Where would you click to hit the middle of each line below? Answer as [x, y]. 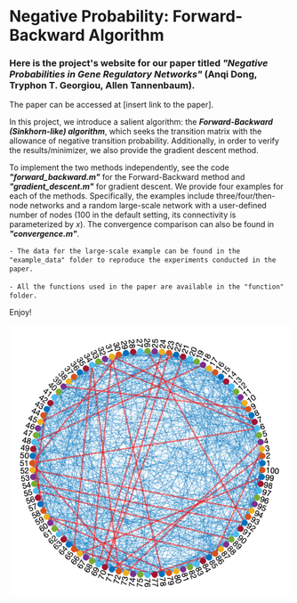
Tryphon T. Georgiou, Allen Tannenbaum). [102, 86]
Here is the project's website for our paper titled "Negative [139, 63]
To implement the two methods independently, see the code [119, 167]
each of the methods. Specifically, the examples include [112, 196]
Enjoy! [21, 313]
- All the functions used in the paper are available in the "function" [147, 287]
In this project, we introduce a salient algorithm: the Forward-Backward [141, 122]
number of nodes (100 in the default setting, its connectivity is [123, 215]
